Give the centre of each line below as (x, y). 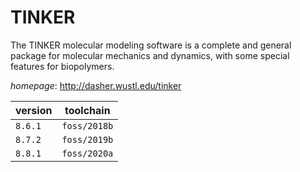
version (34, 110)
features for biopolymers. (62, 66)
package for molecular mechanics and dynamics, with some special (150, 55)
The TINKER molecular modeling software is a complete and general (151, 45)
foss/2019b (87, 139)
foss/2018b (87, 125)
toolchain (87, 110)
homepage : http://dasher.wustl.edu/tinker (96, 85)
